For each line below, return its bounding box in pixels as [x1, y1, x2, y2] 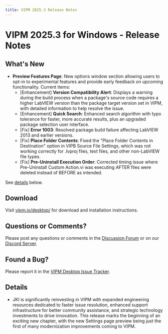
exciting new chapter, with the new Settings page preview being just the [12, 318, 161, 324]
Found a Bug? [5, 255, 49, 263]
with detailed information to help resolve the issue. [20, 105, 124, 111]
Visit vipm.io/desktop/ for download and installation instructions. [5, 207, 138, 213]
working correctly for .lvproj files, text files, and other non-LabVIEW [20, 148, 160, 154]
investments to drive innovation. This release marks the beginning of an [12, 312, 160, 318]
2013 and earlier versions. [20, 132, 74, 138]
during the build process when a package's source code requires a [20, 94, 159, 101]
